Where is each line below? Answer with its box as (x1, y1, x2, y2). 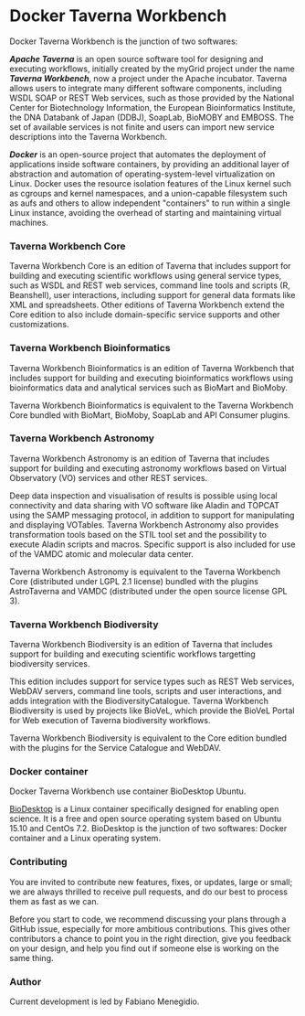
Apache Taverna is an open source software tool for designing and (9, 53, 264, 64)
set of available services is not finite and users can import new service (9, 121, 276, 133)
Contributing (9, 856, 68, 869)
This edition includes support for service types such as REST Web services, (9, 676, 295, 687)
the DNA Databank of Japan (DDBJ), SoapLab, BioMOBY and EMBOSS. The (9, 112, 294, 123)
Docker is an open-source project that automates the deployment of (9, 148, 267, 160)
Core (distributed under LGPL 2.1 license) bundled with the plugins (9, 575, 258, 586)
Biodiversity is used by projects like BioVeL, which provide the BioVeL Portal (9, 705, 295, 716)
